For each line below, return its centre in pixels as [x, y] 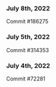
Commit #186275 [27, 22]
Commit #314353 [28, 50]
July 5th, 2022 [28, 37]
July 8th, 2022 [28, 8]
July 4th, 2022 [28, 65]
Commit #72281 [26, 79]
